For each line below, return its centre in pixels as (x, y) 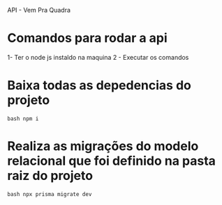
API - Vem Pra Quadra (39, 10)
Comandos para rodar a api (87, 38)
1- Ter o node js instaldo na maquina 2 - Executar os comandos (98, 57)
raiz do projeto (50, 176)
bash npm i (23, 118)
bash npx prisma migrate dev (50, 194)
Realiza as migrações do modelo (103, 146)
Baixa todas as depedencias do (99, 85)
